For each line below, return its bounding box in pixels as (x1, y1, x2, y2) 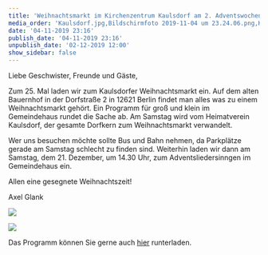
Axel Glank (8, 193, 44, 201)
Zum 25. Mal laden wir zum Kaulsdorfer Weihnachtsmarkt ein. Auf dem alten (8, 86, 259, 96)
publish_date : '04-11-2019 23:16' (8, 34, 124, 42)
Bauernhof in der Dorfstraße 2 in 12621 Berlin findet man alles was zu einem (8, 95, 258, 104)
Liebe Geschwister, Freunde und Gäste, (8, 71, 138, 80)
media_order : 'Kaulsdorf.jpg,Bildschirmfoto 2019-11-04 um (8, 19, 209, 27)
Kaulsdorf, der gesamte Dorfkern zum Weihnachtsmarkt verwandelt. (8, 121, 233, 129)
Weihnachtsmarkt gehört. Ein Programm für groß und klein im (8, 103, 210, 113)
